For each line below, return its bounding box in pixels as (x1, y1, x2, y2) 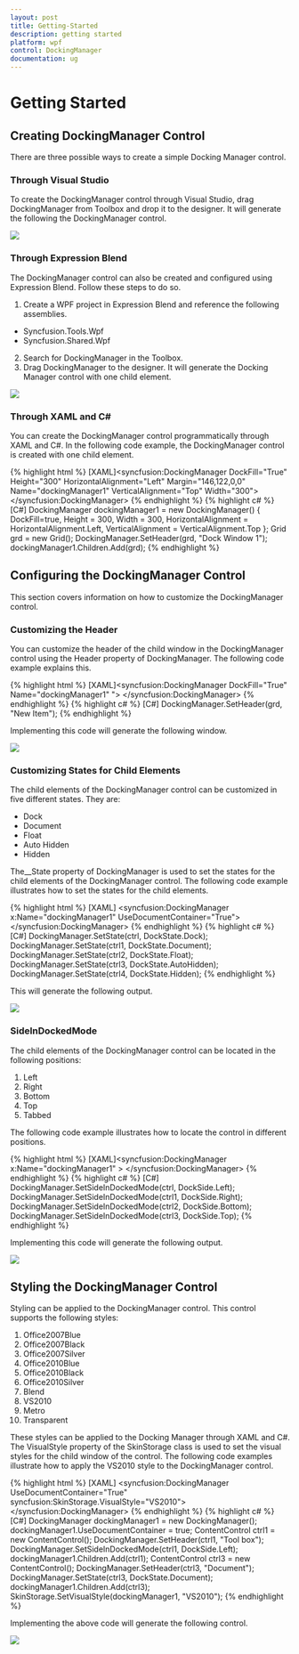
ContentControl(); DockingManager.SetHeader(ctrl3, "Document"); (10, 1563, 255, 1574)
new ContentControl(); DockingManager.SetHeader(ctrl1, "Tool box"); (10, 1535, 264, 1545)
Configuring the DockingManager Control (10, 568, 246, 583)
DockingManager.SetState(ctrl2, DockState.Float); (10, 950, 194, 961)
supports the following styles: (10, 1312, 119, 1323)
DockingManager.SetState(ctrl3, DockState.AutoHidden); (10, 959, 219, 970)
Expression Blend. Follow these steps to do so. (10, 281, 182, 292)
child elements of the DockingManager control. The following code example (10, 876, 288, 887)
